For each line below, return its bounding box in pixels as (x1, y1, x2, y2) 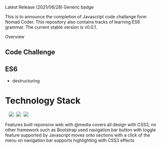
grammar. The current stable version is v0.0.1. (5, 24, 97, 30)
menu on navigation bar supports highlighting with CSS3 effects (5, 138, 134, 144)
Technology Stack (5, 95, 81, 107)
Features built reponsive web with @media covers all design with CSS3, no (5, 122, 156, 128)
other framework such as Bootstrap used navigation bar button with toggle (5, 127, 156, 133)
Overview (5, 34, 25, 39)
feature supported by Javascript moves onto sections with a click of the (5, 132, 151, 138)
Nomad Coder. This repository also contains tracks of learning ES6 (5, 19, 140, 25)
